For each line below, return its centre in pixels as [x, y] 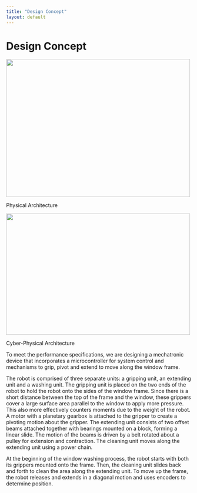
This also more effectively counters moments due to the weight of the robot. [98, 410]
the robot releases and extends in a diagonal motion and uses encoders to [96, 478]
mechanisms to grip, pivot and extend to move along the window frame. [93, 367]
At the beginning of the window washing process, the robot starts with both [98, 459]
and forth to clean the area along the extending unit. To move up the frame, [97, 471]
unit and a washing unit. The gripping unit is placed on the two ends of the [96, 385]
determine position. [30, 484]
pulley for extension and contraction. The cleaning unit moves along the [93, 441]
